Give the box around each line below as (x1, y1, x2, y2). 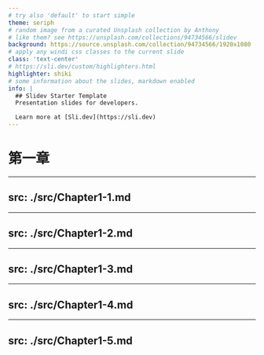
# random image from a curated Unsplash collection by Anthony (8, 26, 220, 34)
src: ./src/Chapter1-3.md (8, 262, 134, 276)
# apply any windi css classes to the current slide (8, 48, 185, 56)
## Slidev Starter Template (15, 92, 108, 100)
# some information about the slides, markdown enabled (8, 77, 195, 85)
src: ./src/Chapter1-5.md (8, 334, 134, 347)
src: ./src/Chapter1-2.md (8, 227, 134, 240)
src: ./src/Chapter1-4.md (8, 298, 134, 311)
